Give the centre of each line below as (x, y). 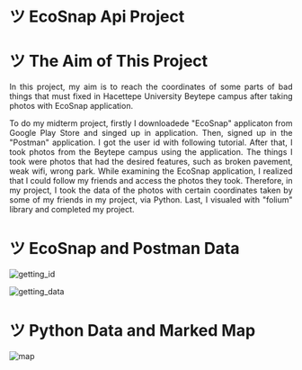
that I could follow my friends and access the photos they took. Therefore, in (151, 181)
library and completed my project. (72, 210)
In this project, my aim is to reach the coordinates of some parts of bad (151, 87)
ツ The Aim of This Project (109, 61)
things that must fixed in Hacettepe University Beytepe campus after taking (151, 96)
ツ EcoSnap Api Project (97, 17)
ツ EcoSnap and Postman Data (124, 249)
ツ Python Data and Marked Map (133, 331)
